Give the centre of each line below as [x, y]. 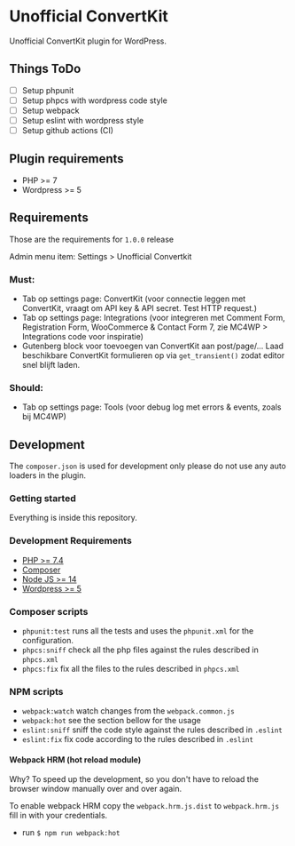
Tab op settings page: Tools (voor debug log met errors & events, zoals [151, 407]
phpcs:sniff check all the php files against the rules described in [140, 650]
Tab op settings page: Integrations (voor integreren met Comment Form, [154, 317]
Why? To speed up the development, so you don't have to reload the [134, 779]
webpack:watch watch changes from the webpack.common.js [128, 711]
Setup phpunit [48, 90]
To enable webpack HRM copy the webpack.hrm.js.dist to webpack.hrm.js [144, 806]
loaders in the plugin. [48, 475]
